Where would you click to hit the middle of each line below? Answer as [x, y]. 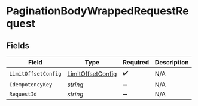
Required [136, 62]
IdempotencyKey [31, 85]
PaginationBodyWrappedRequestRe [98, 11]
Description [172, 62]
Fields [18, 46]
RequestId [23, 94]
